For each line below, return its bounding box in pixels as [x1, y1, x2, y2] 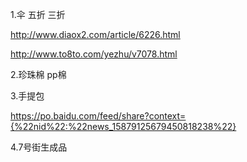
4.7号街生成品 [10, 141, 68, 153]
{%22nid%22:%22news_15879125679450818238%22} [10, 121, 237, 132]
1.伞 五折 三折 [10, 9, 66, 20]
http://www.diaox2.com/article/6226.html [10, 29, 181, 40]
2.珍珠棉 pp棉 [10, 69, 67, 80]
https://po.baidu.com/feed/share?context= [10, 110, 187, 122]
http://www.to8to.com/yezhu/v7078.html [10, 48, 178, 60]
